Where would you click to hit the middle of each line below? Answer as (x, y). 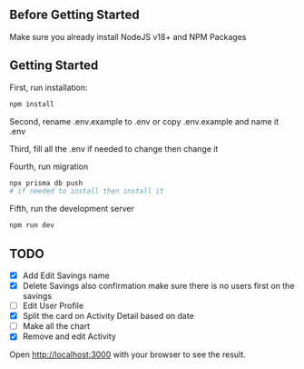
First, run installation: (49, 87)
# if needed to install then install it (87, 191)
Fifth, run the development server (72, 209)
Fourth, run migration (49, 166)
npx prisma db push (46, 183)
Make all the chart (56, 326)
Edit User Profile (53, 306)
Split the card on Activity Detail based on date (108, 316)
